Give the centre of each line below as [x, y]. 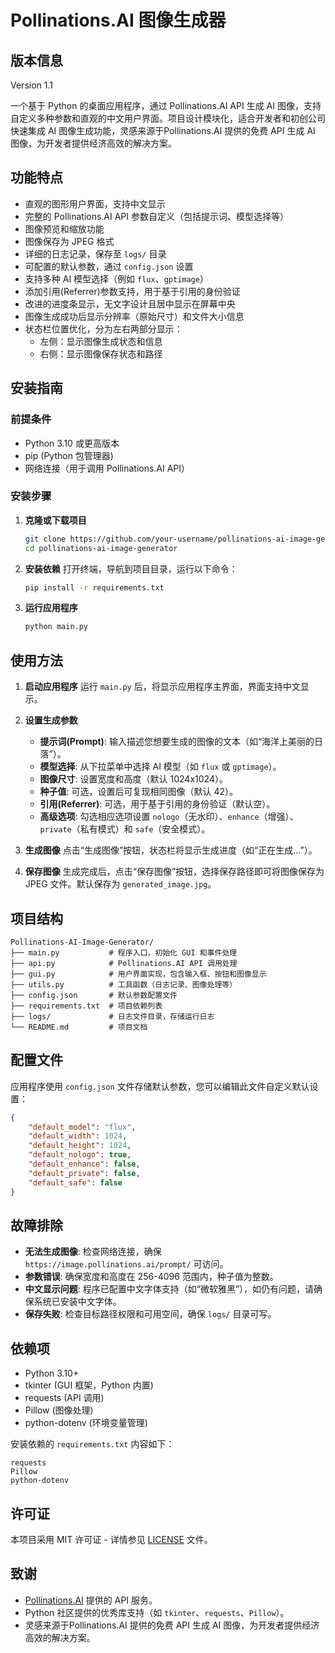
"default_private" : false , [84, 1173]
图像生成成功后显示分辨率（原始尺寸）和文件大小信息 [134, 316]
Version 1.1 [31, 85]
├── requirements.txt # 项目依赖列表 [86, 1006]
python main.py [56, 627]
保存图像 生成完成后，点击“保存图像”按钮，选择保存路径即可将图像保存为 [174, 872]
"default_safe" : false [75, 1182]
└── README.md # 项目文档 [79, 1027]
